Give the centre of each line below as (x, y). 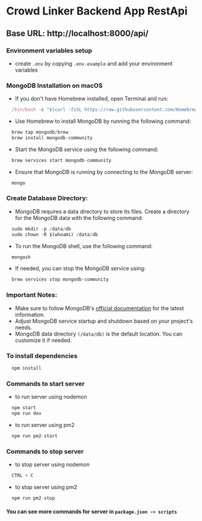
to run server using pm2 (45, 425)
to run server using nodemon (51, 397)
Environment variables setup (49, 51)
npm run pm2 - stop (33, 498)
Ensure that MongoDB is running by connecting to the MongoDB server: (104, 172)
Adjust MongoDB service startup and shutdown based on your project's (104, 321)
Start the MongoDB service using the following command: (87, 149)
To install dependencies (42, 355)
